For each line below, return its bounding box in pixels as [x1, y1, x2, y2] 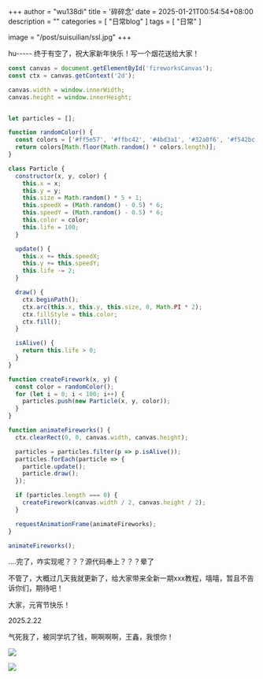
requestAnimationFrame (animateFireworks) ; [15, 520, 157, 528]
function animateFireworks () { [8, 426, 111, 434]
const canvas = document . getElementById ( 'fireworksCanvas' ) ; [8, 65, 213, 72]
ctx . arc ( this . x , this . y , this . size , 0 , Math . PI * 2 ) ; [22, 302, 203, 311]
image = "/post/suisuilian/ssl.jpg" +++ [8, 32, 132, 42]
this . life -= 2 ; [22, 267, 76, 275]
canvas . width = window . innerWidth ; [8, 86, 125, 94]
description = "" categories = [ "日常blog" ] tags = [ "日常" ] [8, 17, 202, 26]
